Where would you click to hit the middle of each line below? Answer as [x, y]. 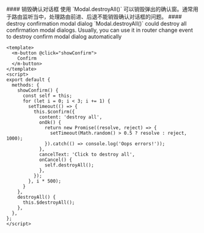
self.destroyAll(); [70, 165]
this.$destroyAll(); [49, 203]
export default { [28, 80]
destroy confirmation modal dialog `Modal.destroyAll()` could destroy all [97, 23]
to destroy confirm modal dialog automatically [64, 37]
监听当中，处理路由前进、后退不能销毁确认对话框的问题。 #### [102, 17]
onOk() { [50, 123]
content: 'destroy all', [71, 117]
